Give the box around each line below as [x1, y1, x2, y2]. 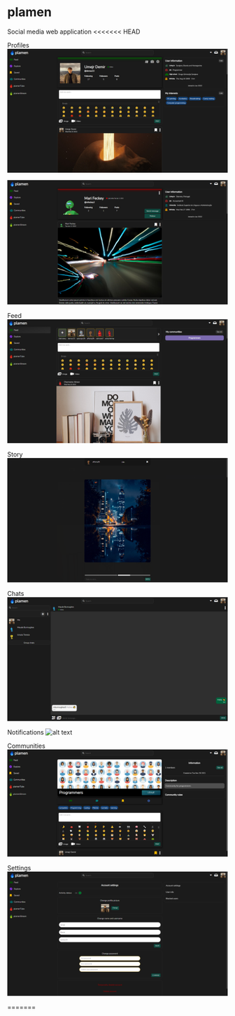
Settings [7, 864, 31, 872]
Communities [7, 742, 45, 750]
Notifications [7, 728, 44, 737]
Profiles [7, 41, 29, 49]
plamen [7, 4, 52, 20]
